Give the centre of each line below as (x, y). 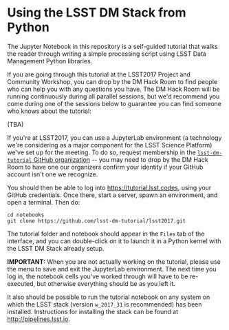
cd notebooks (26, 215)
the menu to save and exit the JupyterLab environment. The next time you (112, 269)
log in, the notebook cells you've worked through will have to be (98, 276)
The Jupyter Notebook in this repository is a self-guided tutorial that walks (112, 46)
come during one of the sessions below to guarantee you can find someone (115, 103)
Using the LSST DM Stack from (97, 13)
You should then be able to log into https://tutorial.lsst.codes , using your (109, 187)
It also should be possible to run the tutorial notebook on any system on (109, 297)
